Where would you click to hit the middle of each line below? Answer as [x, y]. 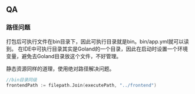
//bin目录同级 [22, 80]
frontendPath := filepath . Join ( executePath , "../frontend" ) [82, 85]
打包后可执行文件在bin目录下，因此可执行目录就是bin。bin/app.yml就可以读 [98, 41]
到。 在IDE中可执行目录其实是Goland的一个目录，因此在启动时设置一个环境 [97, 49]
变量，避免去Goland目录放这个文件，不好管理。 [64, 56]
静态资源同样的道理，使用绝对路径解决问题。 [60, 68]
